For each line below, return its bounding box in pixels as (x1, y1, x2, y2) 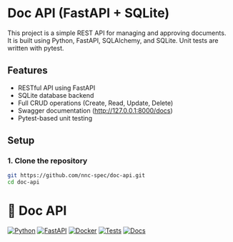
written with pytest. (7, 44, 64, 52)
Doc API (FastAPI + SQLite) (7, 5, 170, 21)
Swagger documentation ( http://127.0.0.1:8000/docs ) (17, 106, 173, 115)
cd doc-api (7, 178, 40, 186)
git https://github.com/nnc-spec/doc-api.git (7, 172, 145, 179)
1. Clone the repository (7, 156, 88, 166)
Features (7, 64, 48, 76)
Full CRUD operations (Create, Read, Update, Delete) (17, 99, 174, 107)
